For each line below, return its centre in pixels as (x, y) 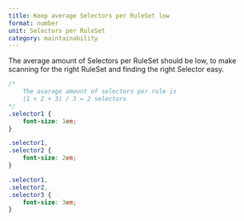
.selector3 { (30, 195)
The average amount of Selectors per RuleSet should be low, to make (122, 61)
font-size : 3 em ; (50, 202)
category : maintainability (53, 38)
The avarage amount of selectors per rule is (100, 92)
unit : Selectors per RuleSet (57, 30)
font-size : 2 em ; (50, 158)
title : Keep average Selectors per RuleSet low (89, 16)
